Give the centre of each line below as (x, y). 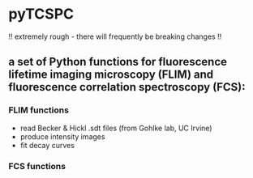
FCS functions (37, 166)
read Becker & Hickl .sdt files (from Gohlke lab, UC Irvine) (116, 128)
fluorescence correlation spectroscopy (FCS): (127, 87)
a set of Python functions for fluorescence (118, 62)
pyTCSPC (41, 14)
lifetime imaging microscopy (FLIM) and (111, 75)
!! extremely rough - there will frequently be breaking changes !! (115, 36)
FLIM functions (39, 110)
